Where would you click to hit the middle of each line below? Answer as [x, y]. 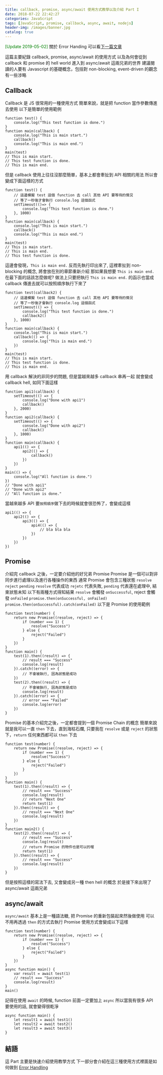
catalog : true [19, 32]
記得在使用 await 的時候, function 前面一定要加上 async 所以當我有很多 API [79, 1000]
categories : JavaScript [29, 18]
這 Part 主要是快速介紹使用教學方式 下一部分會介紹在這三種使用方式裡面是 [79, 1061]
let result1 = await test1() [43, 1020]
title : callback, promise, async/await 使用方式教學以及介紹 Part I [72, 9]
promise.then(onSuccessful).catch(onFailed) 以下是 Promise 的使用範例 [78, 604]
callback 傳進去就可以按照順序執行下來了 [46, 283]
